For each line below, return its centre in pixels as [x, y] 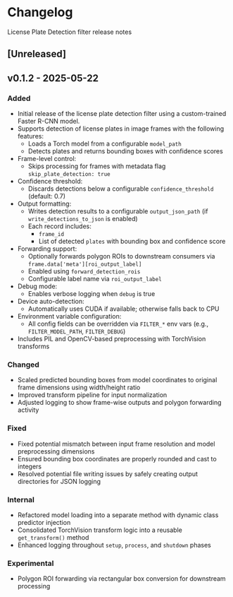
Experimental [31, 563]
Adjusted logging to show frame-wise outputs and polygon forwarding [119, 403]
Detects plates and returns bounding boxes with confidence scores [125, 151]
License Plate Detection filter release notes [70, 32]
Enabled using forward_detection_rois [84, 271]
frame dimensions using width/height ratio [79, 388]
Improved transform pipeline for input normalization [92, 395]
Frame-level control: [47, 159]
